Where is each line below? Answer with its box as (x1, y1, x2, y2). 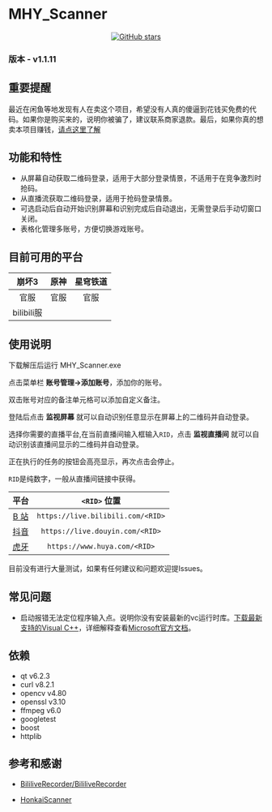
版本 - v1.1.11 (8, 54, 57, 65)
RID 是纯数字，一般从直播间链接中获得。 (8, 474, 140, 483)
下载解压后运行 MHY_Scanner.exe (8, 360, 121, 370)
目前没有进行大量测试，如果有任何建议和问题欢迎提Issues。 (8, 564, 208, 574)
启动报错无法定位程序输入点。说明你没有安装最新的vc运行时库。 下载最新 (19, 612, 263, 622)
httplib (19, 731, 42, 741)
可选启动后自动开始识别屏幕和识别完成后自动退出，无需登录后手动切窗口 (19, 204, 261, 213)
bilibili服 (12, 307, 43, 319)
